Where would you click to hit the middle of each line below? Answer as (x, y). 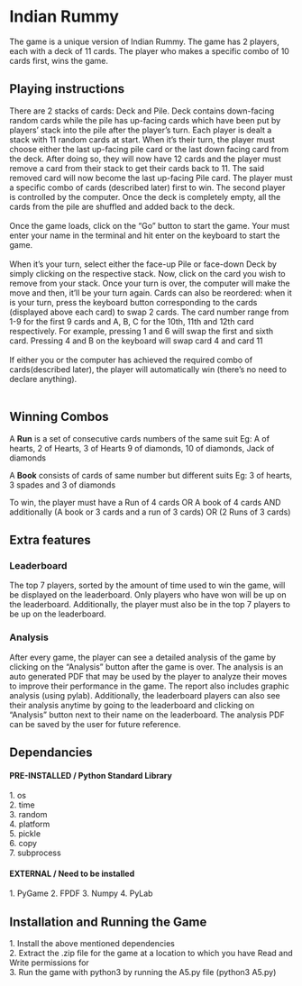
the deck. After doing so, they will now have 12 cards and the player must (145, 159)
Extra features (50, 539)
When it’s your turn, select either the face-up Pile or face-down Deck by (143, 264)
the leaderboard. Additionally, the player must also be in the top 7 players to (150, 605)
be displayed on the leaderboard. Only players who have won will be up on (148, 595)
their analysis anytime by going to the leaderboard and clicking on (132, 705)
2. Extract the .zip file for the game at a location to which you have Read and (151, 954)
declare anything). (43, 379)
